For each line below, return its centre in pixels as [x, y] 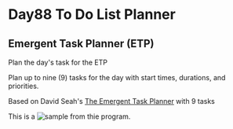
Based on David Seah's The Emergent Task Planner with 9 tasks [112, 101]
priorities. [24, 86]
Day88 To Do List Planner [92, 15]
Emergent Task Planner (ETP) [81, 44]
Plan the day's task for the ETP [58, 62]
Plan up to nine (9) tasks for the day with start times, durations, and [117, 77]
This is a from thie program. [69, 116]
